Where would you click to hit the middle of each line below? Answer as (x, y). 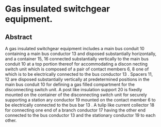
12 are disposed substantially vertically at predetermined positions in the (77, 79)
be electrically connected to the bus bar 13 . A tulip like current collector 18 (80, 105)
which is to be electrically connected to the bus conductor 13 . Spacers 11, (79, 74)
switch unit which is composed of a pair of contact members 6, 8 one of (77, 69)
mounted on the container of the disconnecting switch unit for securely (76, 95)
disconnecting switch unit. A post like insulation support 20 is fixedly (73, 90)
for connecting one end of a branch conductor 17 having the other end (75, 110)
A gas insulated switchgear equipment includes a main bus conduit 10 (75, 49)
